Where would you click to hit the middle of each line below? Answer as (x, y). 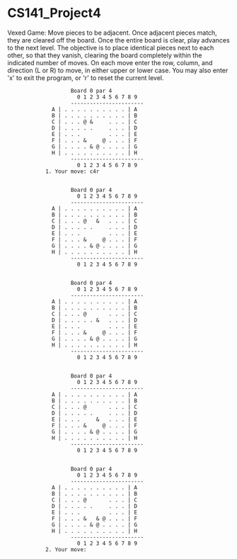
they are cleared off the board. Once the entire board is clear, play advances (118, 40)
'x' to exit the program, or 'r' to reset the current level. (86, 78)
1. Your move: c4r (72, 171)
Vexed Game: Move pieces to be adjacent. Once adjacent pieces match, (112, 33)
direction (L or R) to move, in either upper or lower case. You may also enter (118, 70)
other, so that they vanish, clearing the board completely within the (105, 55)
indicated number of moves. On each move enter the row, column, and (110, 62)
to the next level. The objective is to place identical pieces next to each (111, 47)
